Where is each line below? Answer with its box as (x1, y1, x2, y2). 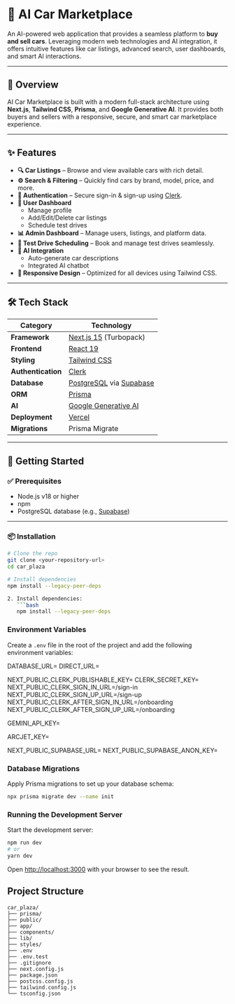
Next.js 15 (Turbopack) (69, 333, 145, 343)
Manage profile (27, 206, 72, 214)
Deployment (10, 412, 52, 422)
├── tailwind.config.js (7, 984, 77, 991)
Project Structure (7, 885, 84, 897)
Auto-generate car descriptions (27, 253, 119, 262)
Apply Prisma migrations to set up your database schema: (7, 779, 174, 788)
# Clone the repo (7, 550, 58, 557)
